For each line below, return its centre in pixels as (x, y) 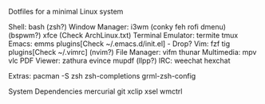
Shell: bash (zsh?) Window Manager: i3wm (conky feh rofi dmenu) (117, 27)
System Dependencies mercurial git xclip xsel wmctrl (95, 91)
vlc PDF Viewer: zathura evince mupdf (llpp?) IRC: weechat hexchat (119, 60)
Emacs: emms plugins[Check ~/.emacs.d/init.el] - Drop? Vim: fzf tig (119, 44)
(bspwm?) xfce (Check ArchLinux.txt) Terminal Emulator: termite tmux (123, 35)
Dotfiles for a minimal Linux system (66, 12)
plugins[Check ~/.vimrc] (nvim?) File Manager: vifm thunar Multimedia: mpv (132, 52)
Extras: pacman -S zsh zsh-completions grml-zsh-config (102, 76)
